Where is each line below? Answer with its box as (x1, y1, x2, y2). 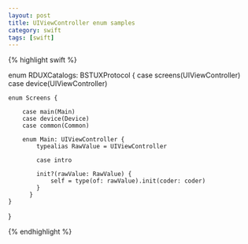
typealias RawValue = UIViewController (36, 143, 168, 151)
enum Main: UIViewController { (22, 136, 125, 144)
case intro (36, 156, 72, 164)
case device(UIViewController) (8, 79, 108, 88)
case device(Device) (22, 115, 90, 123)
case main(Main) (22, 108, 76, 116)
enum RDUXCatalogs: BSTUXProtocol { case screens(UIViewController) (8, 70, 241, 80)
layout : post (8, 11, 51, 20)
